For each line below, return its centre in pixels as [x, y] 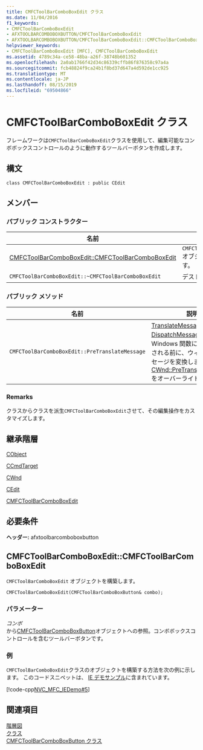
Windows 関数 [172, 343]
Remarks [20, 396]
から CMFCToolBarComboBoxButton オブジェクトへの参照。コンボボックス [98, 631]
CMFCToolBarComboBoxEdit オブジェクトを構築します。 [72, 581]
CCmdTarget [22, 465]
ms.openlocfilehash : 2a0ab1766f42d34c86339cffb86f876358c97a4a [88, 62]
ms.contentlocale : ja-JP [37, 79]
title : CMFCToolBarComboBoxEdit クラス [55, 12]
